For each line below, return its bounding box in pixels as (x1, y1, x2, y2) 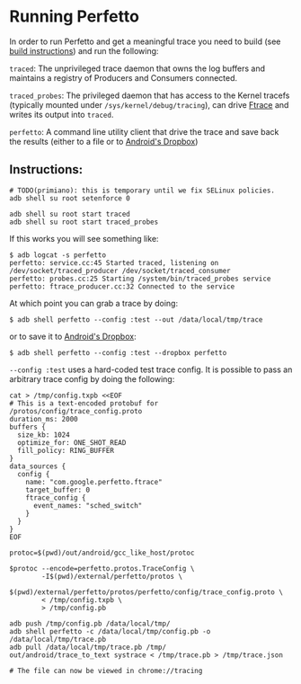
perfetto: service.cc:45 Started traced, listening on (9, 258, 219, 267)
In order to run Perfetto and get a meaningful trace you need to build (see (9, 36, 281, 47)
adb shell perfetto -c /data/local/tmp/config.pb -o (9, 626, 211, 635)
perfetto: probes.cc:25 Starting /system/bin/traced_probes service (9, 274, 271, 283)
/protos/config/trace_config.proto (9, 406, 143, 415)
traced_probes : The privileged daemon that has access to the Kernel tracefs (9, 90, 290, 101)
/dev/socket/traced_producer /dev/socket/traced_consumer (9, 266, 231, 275)
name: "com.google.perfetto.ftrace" (25, 477, 164, 486)
